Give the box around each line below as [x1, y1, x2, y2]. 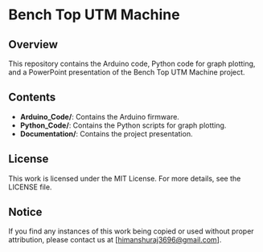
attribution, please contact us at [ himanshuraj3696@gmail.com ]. [8, 235, 222, 245]
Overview [8, 38, 59, 51]
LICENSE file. [8, 182, 52, 192]
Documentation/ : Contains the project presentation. [19, 128, 193, 138]
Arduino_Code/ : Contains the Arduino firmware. [19, 112, 179, 121]
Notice [8, 205, 43, 219]
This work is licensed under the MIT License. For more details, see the [8, 173, 241, 183]
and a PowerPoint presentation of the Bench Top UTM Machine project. [8, 67, 245, 77]
